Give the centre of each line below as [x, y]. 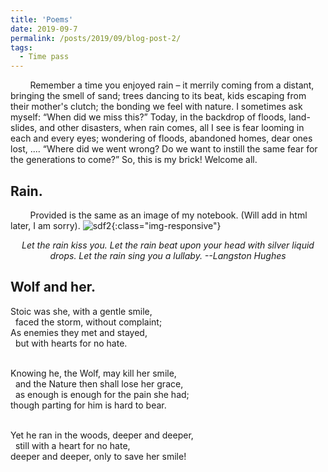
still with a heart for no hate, [72, 445]
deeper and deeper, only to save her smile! [98, 456]
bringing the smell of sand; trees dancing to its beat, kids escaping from [158, 96]
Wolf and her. [53, 287]
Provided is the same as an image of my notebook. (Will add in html [168, 215]
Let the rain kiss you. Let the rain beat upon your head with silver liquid [168, 245]
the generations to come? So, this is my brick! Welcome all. [134, 160]
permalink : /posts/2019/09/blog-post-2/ [96, 38]
